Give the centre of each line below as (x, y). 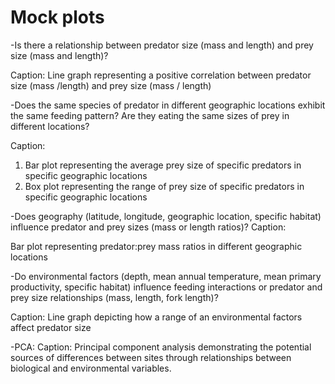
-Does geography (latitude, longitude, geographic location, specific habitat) (166, 216)
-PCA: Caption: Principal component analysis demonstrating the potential (161, 347)
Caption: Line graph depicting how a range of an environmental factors (156, 317)
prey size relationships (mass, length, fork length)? (114, 297)
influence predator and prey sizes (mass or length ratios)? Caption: (148, 227)
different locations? (50, 126)
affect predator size (51, 327)
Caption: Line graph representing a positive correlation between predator (161, 75)
